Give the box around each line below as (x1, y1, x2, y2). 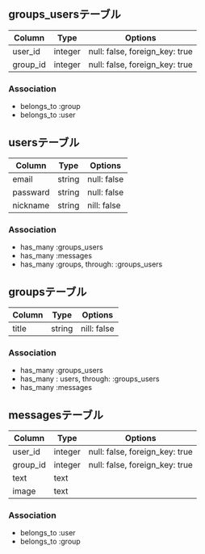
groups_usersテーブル (8, 7, 121, 22)
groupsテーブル (8, 285, 87, 299)
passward (12, 187, 50, 198)
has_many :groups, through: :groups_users (19, 259, 163, 269)
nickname (12, 199, 50, 211)
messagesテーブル (8, 408, 103, 422)
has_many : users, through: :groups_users (19, 374, 160, 384)
